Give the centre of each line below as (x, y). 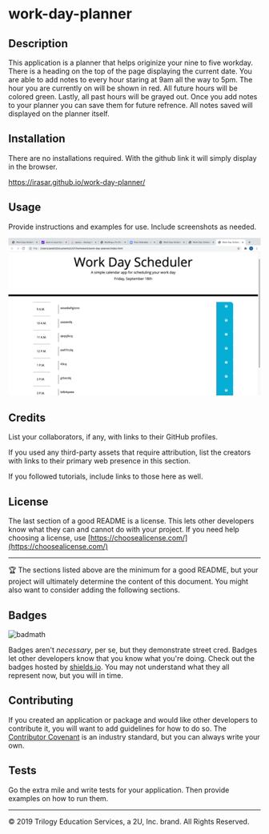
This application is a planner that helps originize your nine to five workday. (131, 62)
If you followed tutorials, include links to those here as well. (106, 476)
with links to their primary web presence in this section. (99, 461)
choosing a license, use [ (50, 538)
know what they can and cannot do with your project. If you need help (124, 530)
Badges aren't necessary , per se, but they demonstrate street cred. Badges (133, 650)
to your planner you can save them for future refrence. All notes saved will (131, 105)
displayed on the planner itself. (59, 114)
